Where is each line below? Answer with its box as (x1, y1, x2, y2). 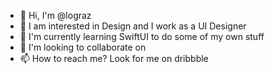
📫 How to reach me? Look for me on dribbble (19, 53, 209, 64)
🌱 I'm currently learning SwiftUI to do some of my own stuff (19, 31, 265, 42)
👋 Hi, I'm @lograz (19, 10, 92, 21)
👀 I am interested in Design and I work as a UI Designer (19, 20, 247, 32)
